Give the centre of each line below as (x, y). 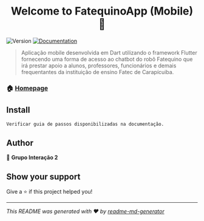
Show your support (43, 176)
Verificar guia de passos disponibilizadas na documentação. (85, 124)
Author (20, 143)
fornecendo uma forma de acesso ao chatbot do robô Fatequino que (107, 59)
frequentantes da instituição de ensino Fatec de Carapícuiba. (97, 72)
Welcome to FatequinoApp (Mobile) (102, 11)
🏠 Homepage (27, 88)
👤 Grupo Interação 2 (32, 158)
